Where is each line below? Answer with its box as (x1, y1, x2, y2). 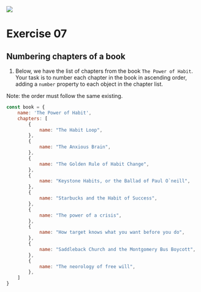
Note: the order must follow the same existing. (6, 92, 123, 99)
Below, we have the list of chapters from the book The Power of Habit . (15, 67, 193, 75)
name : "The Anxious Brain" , (39, 144, 112, 150)
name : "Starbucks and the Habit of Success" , (39, 195, 157, 201)
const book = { (6, 104, 45, 110)
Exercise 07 (6, 27, 67, 41)
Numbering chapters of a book (6, 51, 126, 61)
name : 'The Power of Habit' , (17, 110, 92, 116)
